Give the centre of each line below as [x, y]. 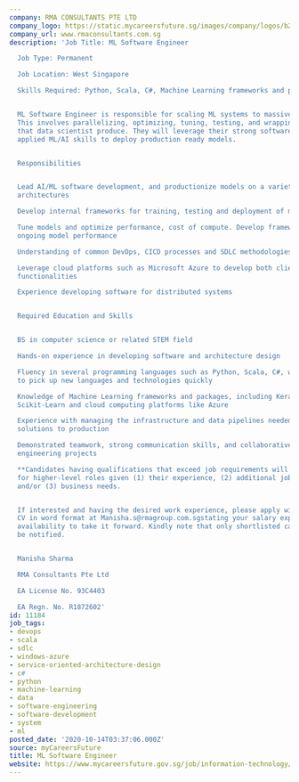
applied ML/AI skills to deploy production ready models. [127, 139]
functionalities [47, 276]
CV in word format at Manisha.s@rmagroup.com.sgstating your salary [147, 518]
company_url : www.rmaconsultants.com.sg [85, 34]
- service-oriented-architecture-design [85, 664]
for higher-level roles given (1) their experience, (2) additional [147, 477]
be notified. [41, 535]
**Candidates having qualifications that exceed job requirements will [153, 469]
